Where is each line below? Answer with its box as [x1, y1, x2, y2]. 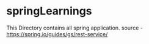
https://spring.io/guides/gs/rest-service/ [6, 30, 108, 37]
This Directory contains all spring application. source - [6, 24, 144, 31]
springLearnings [6, 4, 93, 18]
